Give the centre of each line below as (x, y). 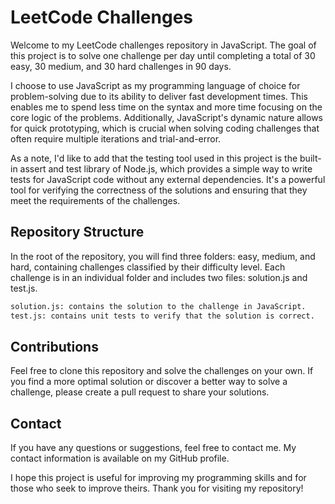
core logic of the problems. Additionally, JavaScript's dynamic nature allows (166, 117)
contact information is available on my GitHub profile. (120, 458)
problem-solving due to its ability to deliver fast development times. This (159, 96)
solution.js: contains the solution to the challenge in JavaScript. (158, 306)
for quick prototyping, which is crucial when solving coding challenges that (165, 128)
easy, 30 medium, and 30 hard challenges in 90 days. (121, 66)
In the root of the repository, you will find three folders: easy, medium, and (163, 256)
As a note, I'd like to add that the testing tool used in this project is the (154, 158)
